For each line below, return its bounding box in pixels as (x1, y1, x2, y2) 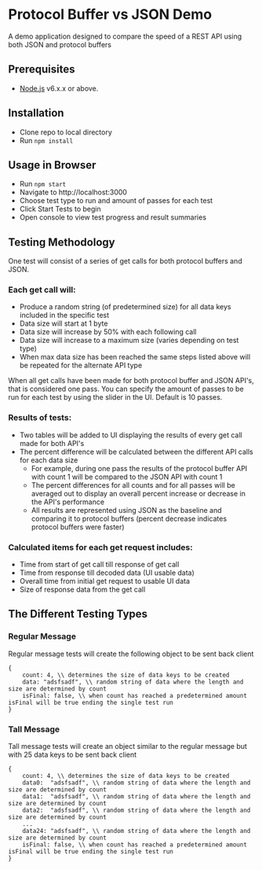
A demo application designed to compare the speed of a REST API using (8, 31, 242, 41)
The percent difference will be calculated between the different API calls (19, 447, 253, 456)
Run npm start (19, 179, 67, 189)
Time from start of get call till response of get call (19, 560, 180, 570)
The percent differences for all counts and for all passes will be (31, 480, 235, 489)
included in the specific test (19, 311, 110, 320)
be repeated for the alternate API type (19, 360, 143, 370)
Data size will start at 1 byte (19, 319, 108, 328)
